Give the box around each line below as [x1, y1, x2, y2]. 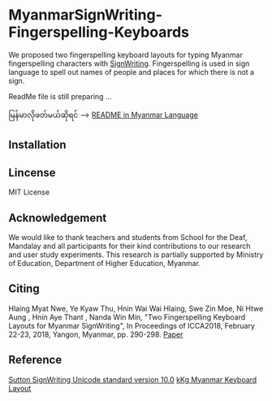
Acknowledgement [8, 211, 107, 224]
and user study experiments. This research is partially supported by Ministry [8, 250, 264, 259]
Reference [8, 353, 63, 367]
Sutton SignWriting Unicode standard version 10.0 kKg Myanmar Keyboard [8, 374, 257, 384]
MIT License [8, 187, 50, 197]
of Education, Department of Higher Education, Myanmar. [8, 258, 201, 268]
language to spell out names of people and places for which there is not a [8, 67, 254, 76]
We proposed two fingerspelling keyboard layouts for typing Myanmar [8, 50, 244, 59]
